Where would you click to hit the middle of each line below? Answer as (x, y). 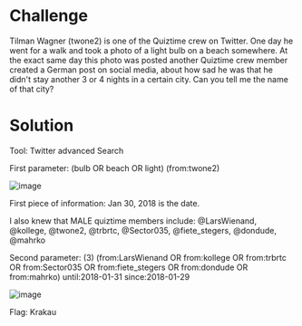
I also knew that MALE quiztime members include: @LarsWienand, (133, 221)
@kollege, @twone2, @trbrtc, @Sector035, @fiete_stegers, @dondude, (143, 230)
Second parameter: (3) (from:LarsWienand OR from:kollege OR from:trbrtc (148, 257)
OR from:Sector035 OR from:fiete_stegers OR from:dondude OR (129, 267)
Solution (42, 125)
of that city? (32, 89)
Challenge (49, 16)
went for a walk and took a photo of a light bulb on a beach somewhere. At (149, 50)
